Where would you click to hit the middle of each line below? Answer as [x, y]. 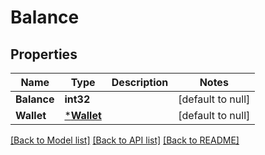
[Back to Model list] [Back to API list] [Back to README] [125, 140]
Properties [44, 54]
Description [140, 82]
